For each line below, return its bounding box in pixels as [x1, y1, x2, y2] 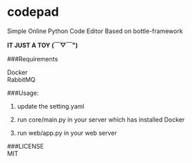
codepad [7, 4, 59, 20]
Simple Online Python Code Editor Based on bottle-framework [7, 27, 184, 35]
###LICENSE [7, 142, 44, 150]
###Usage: [7, 89, 39, 97]
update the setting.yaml [17, 102, 85, 110]
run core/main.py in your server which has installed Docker [17, 115, 185, 124]
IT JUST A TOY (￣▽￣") [7, 41, 78, 49]
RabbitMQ [7, 75, 36, 83]
